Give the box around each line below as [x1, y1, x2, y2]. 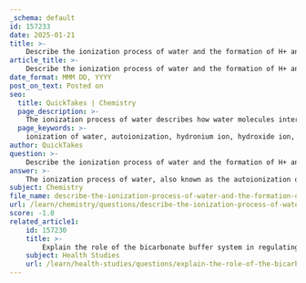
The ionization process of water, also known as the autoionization [25, 174, 291, 183]
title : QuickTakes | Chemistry [17, 98, 137, 108]
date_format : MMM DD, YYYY [9, 73, 112, 82]
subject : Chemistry [9, 183, 84, 193]
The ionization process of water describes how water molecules [25, 115, 275, 124]
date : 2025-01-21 [9, 30, 76, 39]
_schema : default [9, 13, 76, 23]
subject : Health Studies [25, 251, 120, 260]
